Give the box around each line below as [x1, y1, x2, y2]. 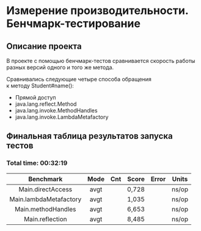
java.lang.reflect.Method [15, 100, 77, 108]
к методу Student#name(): [6, 82, 75, 89]
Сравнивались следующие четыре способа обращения [6, 76, 152, 82]
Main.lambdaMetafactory [9, 195, 82, 204]
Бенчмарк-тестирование [6, 16, 141, 31]
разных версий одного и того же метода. [6, 64, 114, 71]
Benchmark [28, 175, 63, 183]
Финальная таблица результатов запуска [6, 131, 173, 141]
